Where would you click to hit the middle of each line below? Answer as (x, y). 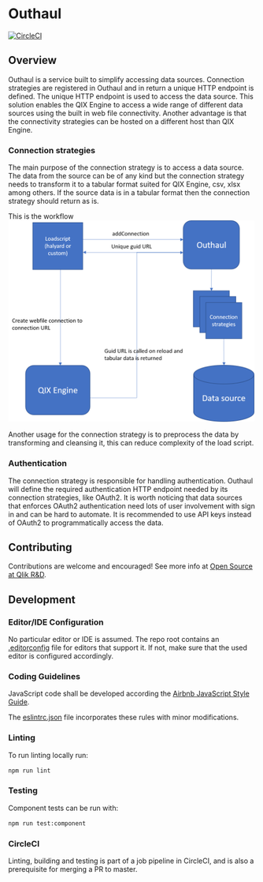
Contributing (40, 547)
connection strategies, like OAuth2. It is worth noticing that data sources (125, 497)
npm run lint (30, 771)
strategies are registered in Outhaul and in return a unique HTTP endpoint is (131, 88)
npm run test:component (47, 823)
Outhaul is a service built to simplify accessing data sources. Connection (126, 79)
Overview (33, 60)
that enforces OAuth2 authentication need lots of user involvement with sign (132, 505)
